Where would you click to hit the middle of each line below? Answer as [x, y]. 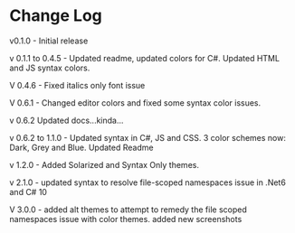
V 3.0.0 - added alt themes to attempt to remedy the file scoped [128, 210]
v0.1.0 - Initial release [49, 41]
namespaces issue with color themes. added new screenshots [126, 219]
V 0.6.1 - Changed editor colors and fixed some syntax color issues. [135, 103]
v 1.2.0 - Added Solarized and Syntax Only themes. [104, 164]
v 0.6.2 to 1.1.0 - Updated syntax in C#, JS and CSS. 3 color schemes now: [148, 137]
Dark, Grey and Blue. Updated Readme [81, 147]
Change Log [56, 16]
